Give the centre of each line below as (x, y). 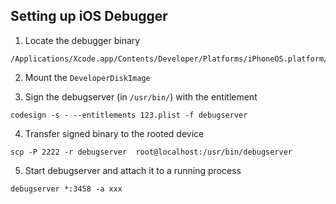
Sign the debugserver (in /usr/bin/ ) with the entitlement (141, 96)
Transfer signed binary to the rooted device (114, 133)
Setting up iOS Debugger (89, 16)
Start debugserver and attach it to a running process (133, 170)
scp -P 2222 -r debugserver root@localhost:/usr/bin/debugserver (151, 152)
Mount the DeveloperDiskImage (87, 77)
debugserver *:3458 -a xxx (66, 189)
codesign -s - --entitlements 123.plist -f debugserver (129, 115)
